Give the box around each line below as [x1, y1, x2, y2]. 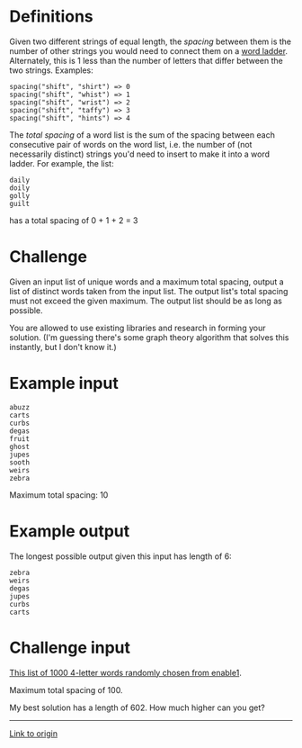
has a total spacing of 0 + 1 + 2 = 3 [9, 214, 138, 226]
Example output [9, 521, 130, 541]
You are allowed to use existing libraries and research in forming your [9, 322, 266, 333]
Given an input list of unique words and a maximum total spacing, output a [9, 276, 285, 287]
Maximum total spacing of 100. [9, 684, 123, 695]
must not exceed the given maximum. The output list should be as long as [9, 295, 283, 306]
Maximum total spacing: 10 [9, 489, 109, 500]
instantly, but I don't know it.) [9, 341, 117, 352]
